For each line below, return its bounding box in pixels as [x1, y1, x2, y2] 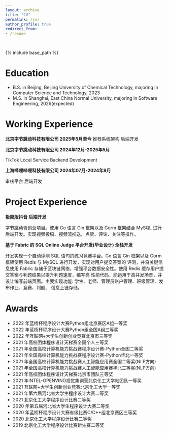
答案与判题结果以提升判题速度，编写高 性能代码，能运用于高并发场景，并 [9, 272, 162, 278]
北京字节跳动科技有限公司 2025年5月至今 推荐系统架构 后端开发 [5, 136, 139, 142]
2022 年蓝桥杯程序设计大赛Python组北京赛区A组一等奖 [12, 320, 128, 326]
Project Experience [5, 197, 87, 208]
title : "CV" [5, 12, 30, 17]
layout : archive [5, 7, 40, 13]
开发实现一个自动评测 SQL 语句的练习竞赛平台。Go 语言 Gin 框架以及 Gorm [5, 253, 162, 259]
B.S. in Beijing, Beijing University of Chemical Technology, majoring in [12, 84, 158, 90]
